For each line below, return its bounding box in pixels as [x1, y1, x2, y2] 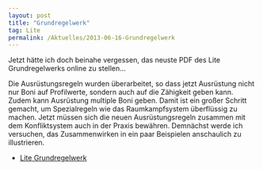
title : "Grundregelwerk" [8, 19, 90, 27]
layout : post [8, 11, 51, 20]
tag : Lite [8, 26, 41, 34]
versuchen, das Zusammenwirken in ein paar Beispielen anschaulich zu [8, 130, 242, 139]
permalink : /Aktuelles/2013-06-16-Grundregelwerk [8, 33, 176, 42]
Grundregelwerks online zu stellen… [8, 64, 127, 74]
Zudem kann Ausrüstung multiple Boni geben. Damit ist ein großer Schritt [8, 96, 247, 105]
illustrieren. [8, 138, 45, 147]
